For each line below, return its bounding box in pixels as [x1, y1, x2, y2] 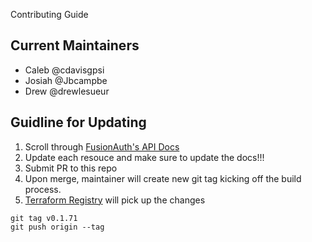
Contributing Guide [10, 9, 89, 20]
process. [24, 183, 62, 195]
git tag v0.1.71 [10, 213, 78, 223]
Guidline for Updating [10, 114, 147, 131]
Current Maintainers [10, 37, 140, 54]
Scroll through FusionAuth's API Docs [24, 140, 180, 153]
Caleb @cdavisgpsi [24, 64, 105, 76]
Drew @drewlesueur [24, 85, 110, 97]
